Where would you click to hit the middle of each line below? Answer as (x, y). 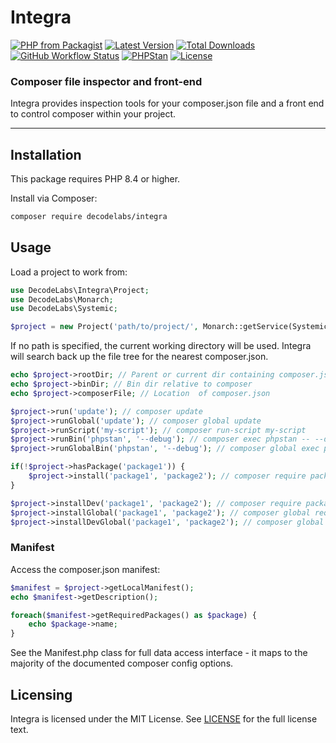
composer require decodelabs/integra (89, 217)
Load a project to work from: (69, 272)
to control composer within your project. (93, 114)
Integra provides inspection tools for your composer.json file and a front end (167, 103)
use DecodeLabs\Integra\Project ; (80, 290)
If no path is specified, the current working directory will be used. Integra (161, 346)
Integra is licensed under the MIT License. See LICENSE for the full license (164, 718)
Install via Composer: (54, 198)
